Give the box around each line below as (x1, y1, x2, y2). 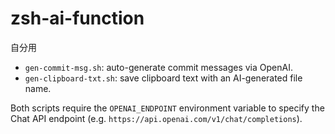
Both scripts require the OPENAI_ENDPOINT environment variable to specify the (10, 102, 325, 114)
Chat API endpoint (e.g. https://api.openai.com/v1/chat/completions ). (10, 112, 303, 124)
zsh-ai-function (10, 7, 145, 30)
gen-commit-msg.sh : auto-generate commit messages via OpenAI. (24, 61, 293, 73)
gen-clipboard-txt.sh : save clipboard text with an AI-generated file (24, 72, 303, 84)
